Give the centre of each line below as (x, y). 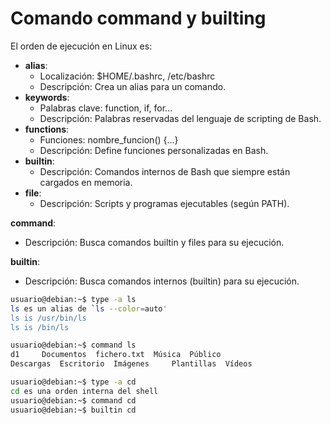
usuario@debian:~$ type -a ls (73, 299)
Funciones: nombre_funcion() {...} (109, 139)
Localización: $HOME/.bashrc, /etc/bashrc (127, 76)
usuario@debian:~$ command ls (73, 345)
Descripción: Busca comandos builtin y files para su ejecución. (154, 242)
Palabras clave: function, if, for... (106, 108)
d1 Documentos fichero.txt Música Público (116, 355)
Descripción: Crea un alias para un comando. (133, 86)
